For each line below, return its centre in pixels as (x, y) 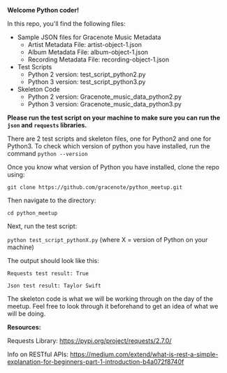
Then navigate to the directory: (52, 200)
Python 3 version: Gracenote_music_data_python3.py (104, 104)
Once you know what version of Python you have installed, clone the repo (113, 167)
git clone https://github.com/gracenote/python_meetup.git (95, 188)
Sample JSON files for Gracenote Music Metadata (89, 37)
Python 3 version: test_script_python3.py (87, 82)
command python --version (48, 154)
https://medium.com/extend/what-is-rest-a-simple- (144, 354)
